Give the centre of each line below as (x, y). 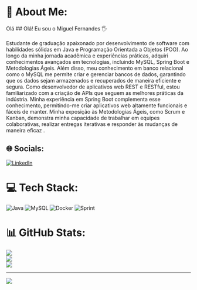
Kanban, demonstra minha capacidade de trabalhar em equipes (83, 118)
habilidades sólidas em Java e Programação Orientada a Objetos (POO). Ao (97, 49)
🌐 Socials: (25, 149)
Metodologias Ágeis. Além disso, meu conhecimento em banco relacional (95, 68)
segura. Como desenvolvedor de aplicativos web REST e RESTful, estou (93, 87)
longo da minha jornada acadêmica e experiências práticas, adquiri (87, 56)
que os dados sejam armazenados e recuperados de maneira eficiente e (94, 80)
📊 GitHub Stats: (46, 232)
